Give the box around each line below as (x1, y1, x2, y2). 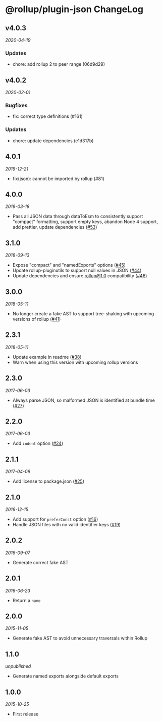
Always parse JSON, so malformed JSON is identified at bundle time (12, 397, 155, 403)
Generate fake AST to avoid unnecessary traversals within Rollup (12, 635, 148, 641)
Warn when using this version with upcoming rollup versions (12, 359, 138, 365)
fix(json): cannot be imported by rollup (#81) (12, 176, 104, 182)
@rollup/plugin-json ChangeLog (5, 4, 144, 15)
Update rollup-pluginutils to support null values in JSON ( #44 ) (12, 267, 142, 274)
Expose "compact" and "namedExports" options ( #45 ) (12, 262, 126, 268)
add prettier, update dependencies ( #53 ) (12, 224, 97, 230)
